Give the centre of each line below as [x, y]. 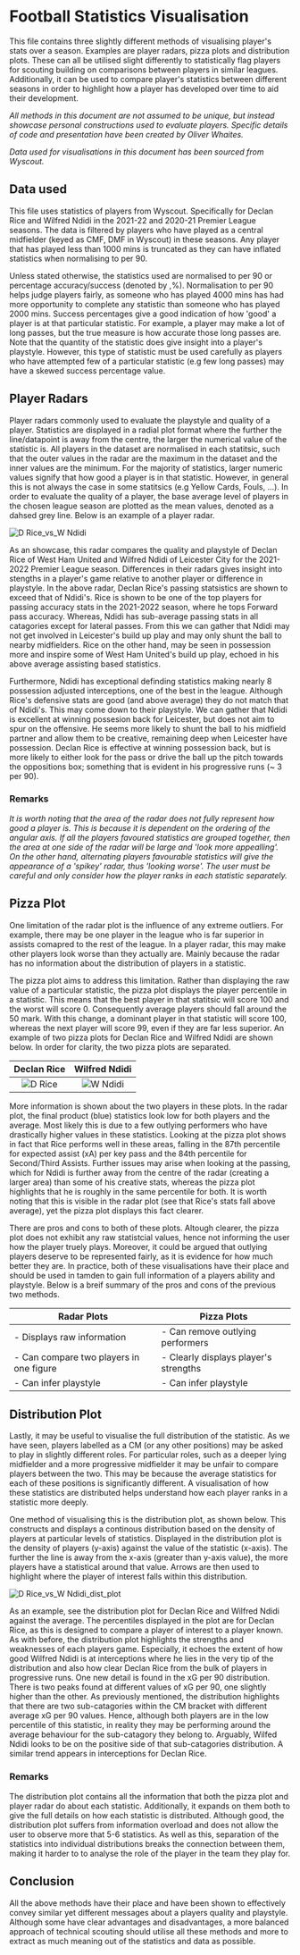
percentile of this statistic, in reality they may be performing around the [140, 1725]
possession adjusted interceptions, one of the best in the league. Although [146, 691]
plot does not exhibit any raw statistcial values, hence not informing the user [150, 1237]
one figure [35, 1368]
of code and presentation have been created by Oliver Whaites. [126, 134]
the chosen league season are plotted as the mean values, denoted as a [142, 506]
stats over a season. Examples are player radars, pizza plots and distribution [150, 50]
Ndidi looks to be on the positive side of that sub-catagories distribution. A [146, 1744]
